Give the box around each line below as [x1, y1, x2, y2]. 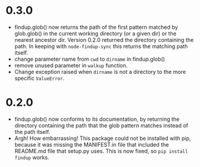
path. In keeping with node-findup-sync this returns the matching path [14, 43, 188, 50]
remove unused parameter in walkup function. [14, 61, 128, 69]
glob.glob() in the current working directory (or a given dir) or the [14, 29, 176, 37]
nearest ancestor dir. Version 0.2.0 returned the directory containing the [14, 36, 194, 43]
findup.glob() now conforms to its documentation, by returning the [14, 115, 180, 123]
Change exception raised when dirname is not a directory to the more [14, 68, 186, 75]
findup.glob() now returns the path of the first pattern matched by [14, 23, 178, 31]
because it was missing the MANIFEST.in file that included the [14, 141, 169, 148]
